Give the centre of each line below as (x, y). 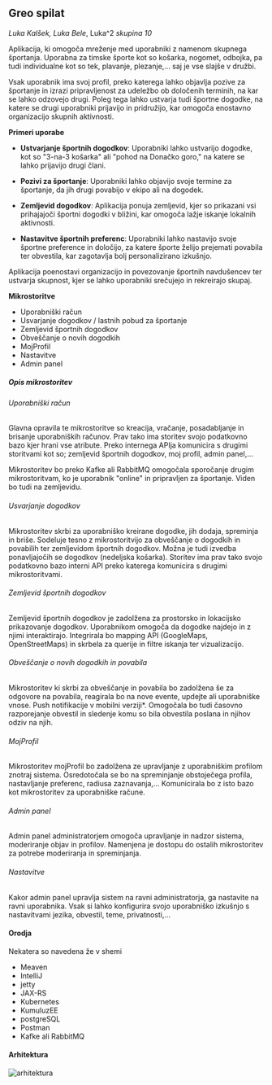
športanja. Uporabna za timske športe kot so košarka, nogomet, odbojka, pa (136, 57)
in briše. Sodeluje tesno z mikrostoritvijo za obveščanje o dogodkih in (125, 540)
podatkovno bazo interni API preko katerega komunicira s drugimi (118, 566)
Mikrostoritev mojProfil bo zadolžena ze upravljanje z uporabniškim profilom (136, 766)
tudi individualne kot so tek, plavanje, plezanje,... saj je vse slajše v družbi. (132, 66)
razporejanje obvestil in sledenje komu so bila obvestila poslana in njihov (130, 714)
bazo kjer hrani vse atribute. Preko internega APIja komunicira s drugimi (128, 445)
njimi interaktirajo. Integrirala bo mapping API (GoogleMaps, (108, 635)
